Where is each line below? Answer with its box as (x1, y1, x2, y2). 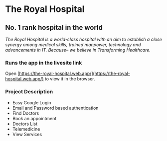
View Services (12, 131, 42, 137)
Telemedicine (12, 126, 40, 132)
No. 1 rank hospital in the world (5, 23, 103, 32)
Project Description (5, 88, 53, 95)
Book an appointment (12, 115, 57, 121)
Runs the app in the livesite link (5, 59, 82, 66)
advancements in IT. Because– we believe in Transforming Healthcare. (5, 47, 151, 53)
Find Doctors (12, 110, 39, 116)
